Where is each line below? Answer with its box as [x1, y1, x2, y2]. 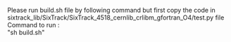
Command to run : [7, 21, 60, 29]
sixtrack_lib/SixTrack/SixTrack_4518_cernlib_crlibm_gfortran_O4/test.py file [7, 13, 225, 22]
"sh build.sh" [7, 28, 45, 36]
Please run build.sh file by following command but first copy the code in [7, 6, 216, 14]
